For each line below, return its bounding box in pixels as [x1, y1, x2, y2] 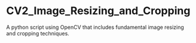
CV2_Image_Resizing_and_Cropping [6, 4, 191, 18]
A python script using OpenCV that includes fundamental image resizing [6, 24, 184, 31]
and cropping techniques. [6, 29, 70, 37]
